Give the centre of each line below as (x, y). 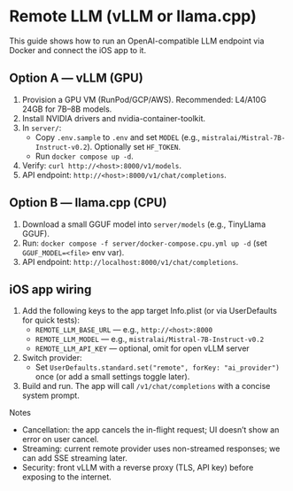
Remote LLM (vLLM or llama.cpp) (133, 16)
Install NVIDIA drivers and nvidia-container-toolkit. (114, 118)
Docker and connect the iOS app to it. (78, 50)
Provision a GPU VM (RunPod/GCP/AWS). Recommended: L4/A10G (144, 99)
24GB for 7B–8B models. (67, 109)
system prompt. (50, 395)
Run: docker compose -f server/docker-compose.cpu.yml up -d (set (144, 243)
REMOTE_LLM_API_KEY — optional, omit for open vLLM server (142, 348)
